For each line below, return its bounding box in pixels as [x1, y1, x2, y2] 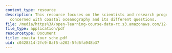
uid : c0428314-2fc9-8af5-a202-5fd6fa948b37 [5, 40, 100, 45]
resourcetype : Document [5, 31, 56, 36]
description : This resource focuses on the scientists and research [5, 12, 155, 17]
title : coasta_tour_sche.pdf [5, 36, 68, 41]
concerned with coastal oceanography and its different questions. [10, 17, 157, 22]
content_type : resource [5, 7, 56, 13]
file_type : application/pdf [5, 26, 66, 31]
